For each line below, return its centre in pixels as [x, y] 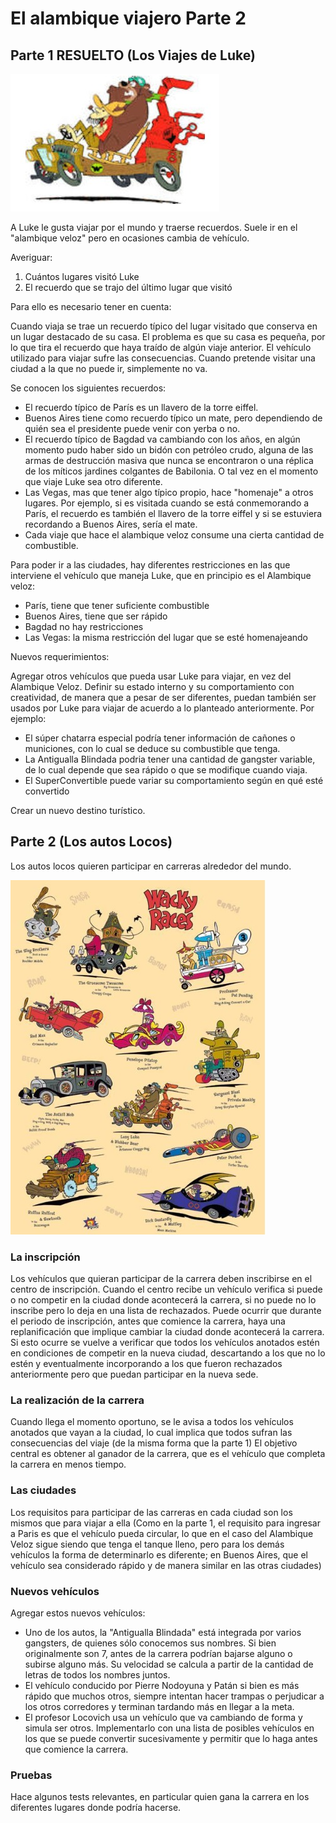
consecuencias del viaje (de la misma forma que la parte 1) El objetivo [154, 1443]
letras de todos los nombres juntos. [97, 1675]
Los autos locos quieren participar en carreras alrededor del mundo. [151, 866]
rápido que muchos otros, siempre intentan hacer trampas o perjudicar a [174, 1696]
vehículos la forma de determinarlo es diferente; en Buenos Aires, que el [159, 1554]
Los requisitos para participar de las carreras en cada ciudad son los [151, 1512]
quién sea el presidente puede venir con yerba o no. [132, 428]
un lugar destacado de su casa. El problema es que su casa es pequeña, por [168, 336]
